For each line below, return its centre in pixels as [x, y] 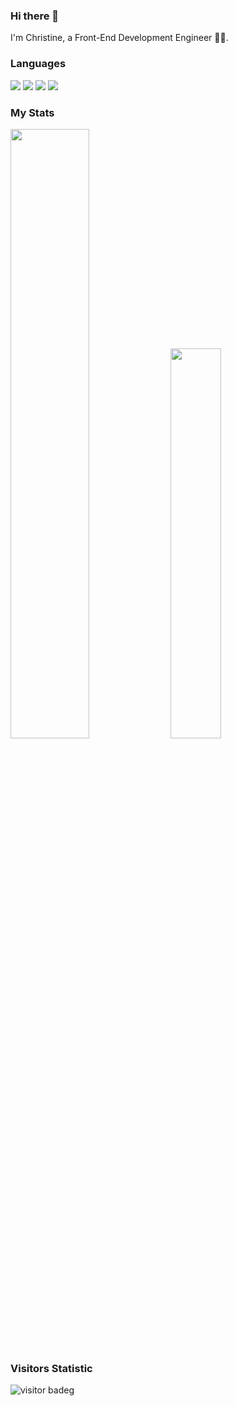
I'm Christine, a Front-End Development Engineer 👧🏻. [119, 38]
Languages [38, 64]
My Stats [32, 112]
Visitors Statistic [51, 1368]
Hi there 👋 [35, 16]
